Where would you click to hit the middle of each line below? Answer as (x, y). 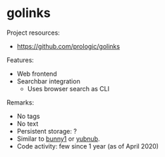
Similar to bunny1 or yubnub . (58, 139)
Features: (20, 60)
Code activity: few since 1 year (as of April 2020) (88, 146)
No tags (28, 116)
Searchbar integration (48, 81)
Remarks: (20, 102)
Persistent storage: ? (47, 131)
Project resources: (33, 33)
